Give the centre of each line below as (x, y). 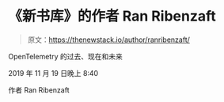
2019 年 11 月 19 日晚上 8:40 (53, 73)
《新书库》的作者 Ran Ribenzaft (112, 16)
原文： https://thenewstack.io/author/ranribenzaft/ (108, 40)
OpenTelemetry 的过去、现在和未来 (65, 56)
